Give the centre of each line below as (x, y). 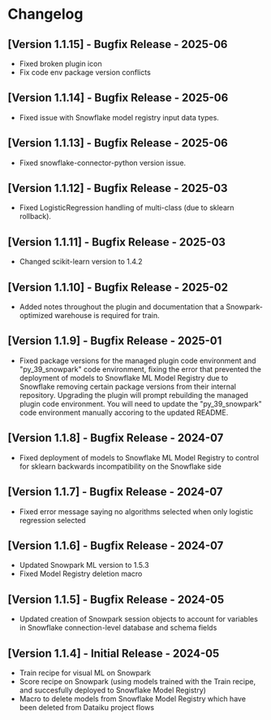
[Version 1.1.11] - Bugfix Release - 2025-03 (117, 242)
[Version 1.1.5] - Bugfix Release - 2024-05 (116, 599)
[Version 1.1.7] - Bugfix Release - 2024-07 (115, 492)
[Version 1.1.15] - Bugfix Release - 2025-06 (118, 44)
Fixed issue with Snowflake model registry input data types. (119, 117)
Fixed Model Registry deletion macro (81, 574)
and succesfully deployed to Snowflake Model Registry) (112, 690)
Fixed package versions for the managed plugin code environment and (138, 360)
